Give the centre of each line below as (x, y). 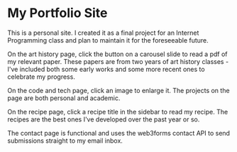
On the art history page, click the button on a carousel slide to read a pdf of (118, 54)
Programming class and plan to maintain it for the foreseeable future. (108, 40)
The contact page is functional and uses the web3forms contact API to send (119, 133)
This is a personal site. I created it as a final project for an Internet (103, 33)
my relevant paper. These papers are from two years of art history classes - (118, 61)
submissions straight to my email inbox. (65, 141)
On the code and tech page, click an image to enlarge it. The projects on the (118, 90)
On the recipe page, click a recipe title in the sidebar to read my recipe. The (118, 112)
